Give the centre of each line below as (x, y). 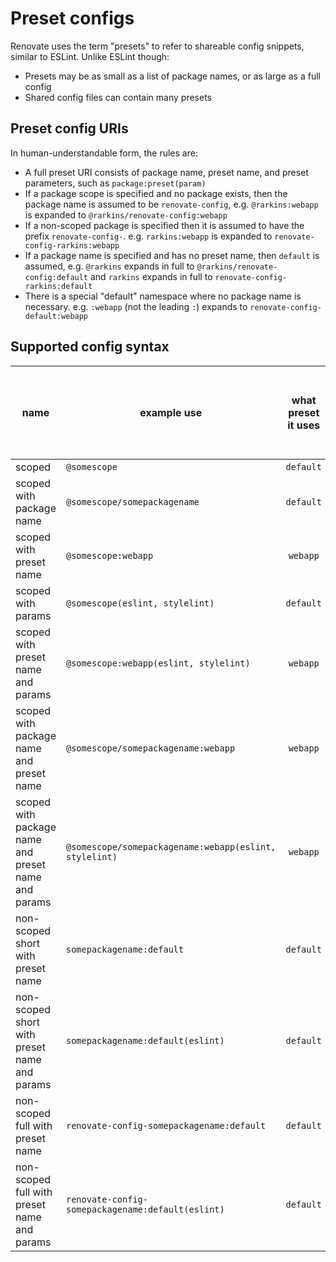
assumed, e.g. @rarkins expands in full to (109, 266)
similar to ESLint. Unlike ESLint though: (90, 56)
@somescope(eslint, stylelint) (140, 603)
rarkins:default (58, 286)
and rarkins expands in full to (151, 276)
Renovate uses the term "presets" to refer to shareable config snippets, (157, 46)
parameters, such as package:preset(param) (115, 183)
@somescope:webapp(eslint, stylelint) (158, 663)
